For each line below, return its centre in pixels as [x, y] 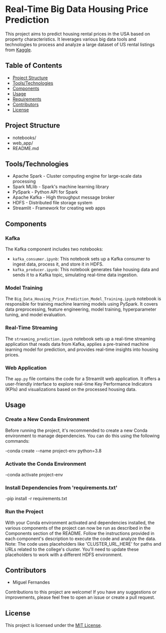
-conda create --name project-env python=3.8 [53, 451]
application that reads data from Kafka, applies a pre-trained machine [77, 344]
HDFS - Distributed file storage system [52, 203]
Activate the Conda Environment [46, 464]
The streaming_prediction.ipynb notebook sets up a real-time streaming [80, 339]
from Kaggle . [19, 50]
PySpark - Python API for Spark [45, 192]
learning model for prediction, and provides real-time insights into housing [82, 349]
